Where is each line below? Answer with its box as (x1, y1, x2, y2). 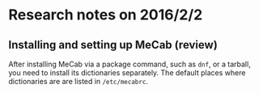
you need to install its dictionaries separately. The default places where (8, 68, 246, 78)
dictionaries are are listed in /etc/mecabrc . (8, 77, 148, 86)
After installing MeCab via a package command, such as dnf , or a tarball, (8, 59, 251, 69)
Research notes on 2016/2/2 (8, 6, 203, 24)
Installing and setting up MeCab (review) (8, 38, 219, 52)
